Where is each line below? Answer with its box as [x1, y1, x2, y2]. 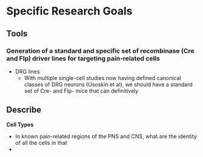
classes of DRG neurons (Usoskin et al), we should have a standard [24, 81, 193, 88]
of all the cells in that [15, 139, 68, 146]
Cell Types [6, 121, 34, 128]
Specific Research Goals [6, 4, 132, 18]
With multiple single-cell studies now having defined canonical [24, 74, 181, 81]
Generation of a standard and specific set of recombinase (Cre [6, 47, 194, 55]
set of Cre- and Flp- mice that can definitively [24, 87, 139, 95]
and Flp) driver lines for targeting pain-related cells [6, 54, 160, 62]
